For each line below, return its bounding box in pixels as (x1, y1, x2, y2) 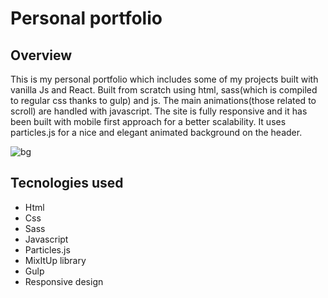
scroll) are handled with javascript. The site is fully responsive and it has (10, 105, 308, 117)
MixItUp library (24, 254, 87, 266)
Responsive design (24, 275, 104, 287)
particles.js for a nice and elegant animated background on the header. (10, 127, 303, 138)
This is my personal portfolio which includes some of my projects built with (10, 73, 319, 85)
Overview (10, 47, 73, 64)
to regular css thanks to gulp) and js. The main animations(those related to (10, 95, 317, 106)
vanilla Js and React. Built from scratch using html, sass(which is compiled (10, 84, 318, 96)
